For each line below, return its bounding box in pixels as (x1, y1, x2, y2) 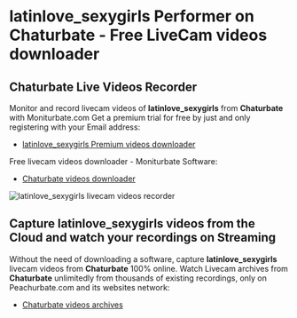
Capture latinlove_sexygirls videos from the (9, 216, 255, 232)
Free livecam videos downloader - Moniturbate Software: (9, 156, 218, 166)
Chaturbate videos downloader (21, 173, 136, 184)
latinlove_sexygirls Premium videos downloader (21, 139, 196, 149)
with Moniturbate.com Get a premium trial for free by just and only (9, 113, 251, 123)
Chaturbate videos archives (21, 299, 124, 310)
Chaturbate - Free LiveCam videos (9, 25, 268, 45)
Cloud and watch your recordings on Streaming (9, 230, 277, 245)
